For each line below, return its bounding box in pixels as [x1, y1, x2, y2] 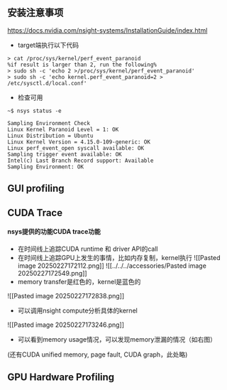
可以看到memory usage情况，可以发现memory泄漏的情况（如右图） [17, 335, 216, 343]
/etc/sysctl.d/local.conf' [7, 80, 87, 87]
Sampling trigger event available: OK [7, 151, 122, 158]
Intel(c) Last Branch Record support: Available [7, 157, 154, 164]
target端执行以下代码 [17, 40, 79, 49]
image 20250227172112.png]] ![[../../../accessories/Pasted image [17, 261, 207, 270]
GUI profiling [7, 183, 65, 195]
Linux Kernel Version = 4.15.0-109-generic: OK [7, 138, 151, 146]
